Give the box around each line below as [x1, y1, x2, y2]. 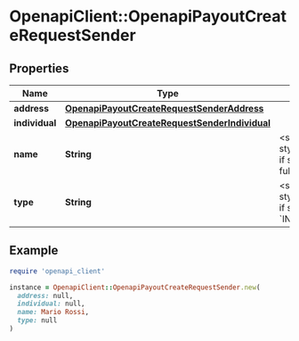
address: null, [17, 291, 74, 300]
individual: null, [17, 299, 86, 309]
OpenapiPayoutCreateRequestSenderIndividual [65, 117, 271, 129]
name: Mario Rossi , [17, 308, 90, 317]
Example [9, 243, 59, 258]
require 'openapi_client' [9, 266, 105, 276]
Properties [9, 61, 69, 76]
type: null [17, 316, 58, 325]
